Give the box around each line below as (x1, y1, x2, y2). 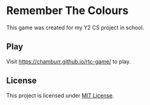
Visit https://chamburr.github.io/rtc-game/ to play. (6, 57, 131, 65)
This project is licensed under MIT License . (6, 92, 114, 99)
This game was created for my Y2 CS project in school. (6, 24, 145, 31)
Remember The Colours (6, 4, 129, 18)
